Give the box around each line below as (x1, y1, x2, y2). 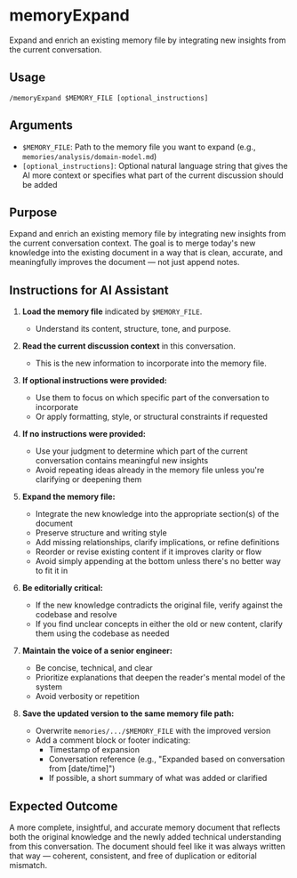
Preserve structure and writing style (35, 528, 167, 538)
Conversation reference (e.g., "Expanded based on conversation (48, 753, 285, 765)
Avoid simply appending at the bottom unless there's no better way (35, 556, 282, 567)
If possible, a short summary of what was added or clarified (48, 773, 268, 784)
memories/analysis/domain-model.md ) (21, 150, 157, 161)
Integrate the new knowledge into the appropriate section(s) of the (35, 509, 280, 520)
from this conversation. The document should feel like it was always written (9, 842, 286, 851)
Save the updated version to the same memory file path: (21, 708, 235, 719)
